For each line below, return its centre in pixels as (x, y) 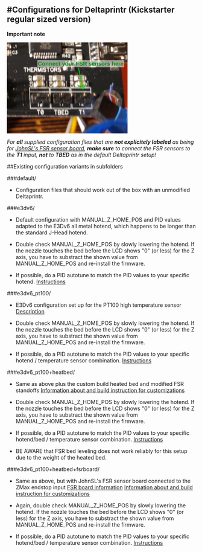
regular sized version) (49, 20)
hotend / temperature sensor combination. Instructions (84, 360)
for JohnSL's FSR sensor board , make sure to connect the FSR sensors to (99, 148)
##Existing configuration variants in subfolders (65, 166)
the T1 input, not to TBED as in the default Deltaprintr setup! (81, 155)
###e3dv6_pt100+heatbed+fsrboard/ (53, 469)
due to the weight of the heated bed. (61, 457)
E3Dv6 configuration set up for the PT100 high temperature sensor (98, 305)
